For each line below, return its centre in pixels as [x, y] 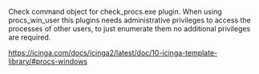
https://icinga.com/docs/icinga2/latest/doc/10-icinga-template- [113, 53]
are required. [30, 37]
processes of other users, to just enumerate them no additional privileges [129, 29]
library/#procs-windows [48, 61]
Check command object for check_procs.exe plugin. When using [115, 12]
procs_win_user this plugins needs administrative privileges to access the [129, 20]
